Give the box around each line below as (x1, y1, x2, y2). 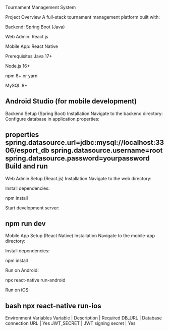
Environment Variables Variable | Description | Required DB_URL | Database (5, 315, 162, 321)
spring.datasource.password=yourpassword (5, 154, 150, 163)
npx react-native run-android (5, 277, 66, 283)
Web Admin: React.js (5, 34, 49, 39)
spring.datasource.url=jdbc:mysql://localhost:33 (5, 138, 164, 147)
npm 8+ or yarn (5, 73, 38, 79)
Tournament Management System (5, 5, 76, 10)
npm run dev (5, 219, 46, 228)
